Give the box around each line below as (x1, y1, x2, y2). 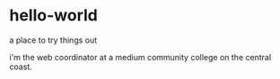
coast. (9, 61, 33, 72)
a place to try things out (9, 35, 98, 45)
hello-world (9, 5, 99, 26)
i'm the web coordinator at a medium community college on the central (9, 51, 272, 62)
